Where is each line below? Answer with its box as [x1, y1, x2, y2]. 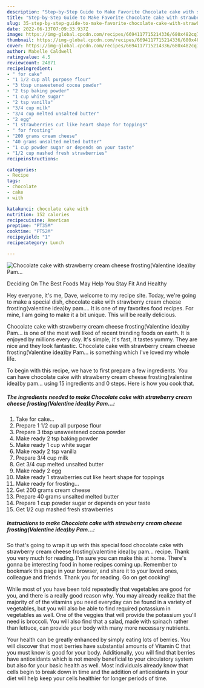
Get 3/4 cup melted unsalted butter [15, 460, 104, 468]
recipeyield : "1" [7, 234, 51, 240]
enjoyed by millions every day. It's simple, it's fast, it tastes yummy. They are [7, 335, 198, 343]
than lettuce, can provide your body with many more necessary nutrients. [7, 624, 190, 632]
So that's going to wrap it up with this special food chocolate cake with [7, 541, 183, 548]
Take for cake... [15, 415, 55, 423]
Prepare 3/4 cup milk [15, 454, 68, 462]
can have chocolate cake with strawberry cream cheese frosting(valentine [7, 373, 192, 380]
